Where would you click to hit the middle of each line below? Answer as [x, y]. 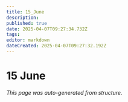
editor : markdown [28, 40]
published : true [27, 23]
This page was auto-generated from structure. [64, 92]
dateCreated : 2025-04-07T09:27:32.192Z [56, 46]
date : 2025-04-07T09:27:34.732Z [47, 29]
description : [23, 18]
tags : [13, 35]
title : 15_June [25, 12]
